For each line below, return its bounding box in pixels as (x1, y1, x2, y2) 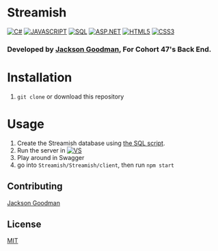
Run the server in (16, 146, 66, 155)
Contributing (7, 181, 63, 192)
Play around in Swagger (16, 153, 85, 161)
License (7, 218, 42, 230)
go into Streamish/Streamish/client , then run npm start (16, 161, 174, 169)
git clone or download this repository (16, 92, 124, 101)
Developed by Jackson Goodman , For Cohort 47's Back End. (7, 44, 212, 54)
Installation (7, 70, 72, 85)
